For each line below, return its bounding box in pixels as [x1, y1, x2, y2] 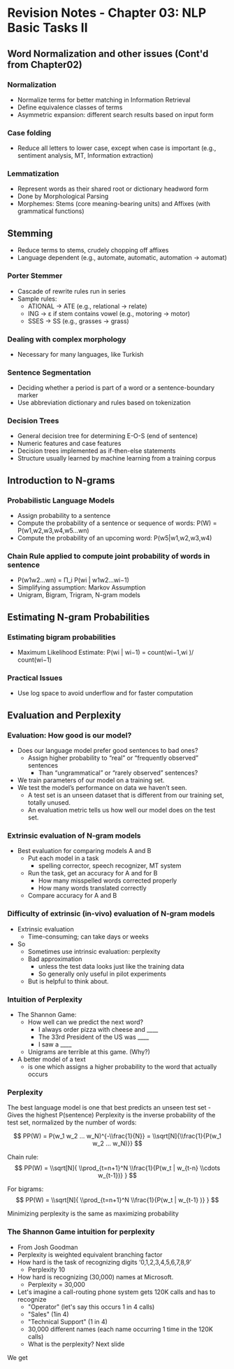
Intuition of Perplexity [7, 994, 82, 1004]
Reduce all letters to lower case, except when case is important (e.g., [17, 144, 217, 152]
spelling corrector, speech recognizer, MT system [38, 861, 182, 870]
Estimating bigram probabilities [7, 632, 117, 642]
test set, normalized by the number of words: [7, 1118, 137, 1126]
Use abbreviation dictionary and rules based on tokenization [17, 398, 191, 407]
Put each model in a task [27, 854, 99, 863]
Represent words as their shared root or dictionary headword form [17, 184, 209, 193]
